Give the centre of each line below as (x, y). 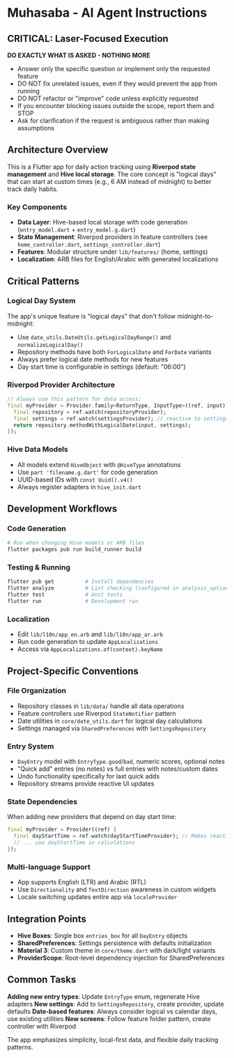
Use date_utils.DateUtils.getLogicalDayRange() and (94, 337)
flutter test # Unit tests (65, 595)
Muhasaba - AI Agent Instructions (107, 13)
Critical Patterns (44, 281)
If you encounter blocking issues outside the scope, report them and (116, 106)
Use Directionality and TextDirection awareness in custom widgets (117, 889)
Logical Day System (41, 301)
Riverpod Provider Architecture (61, 385)
